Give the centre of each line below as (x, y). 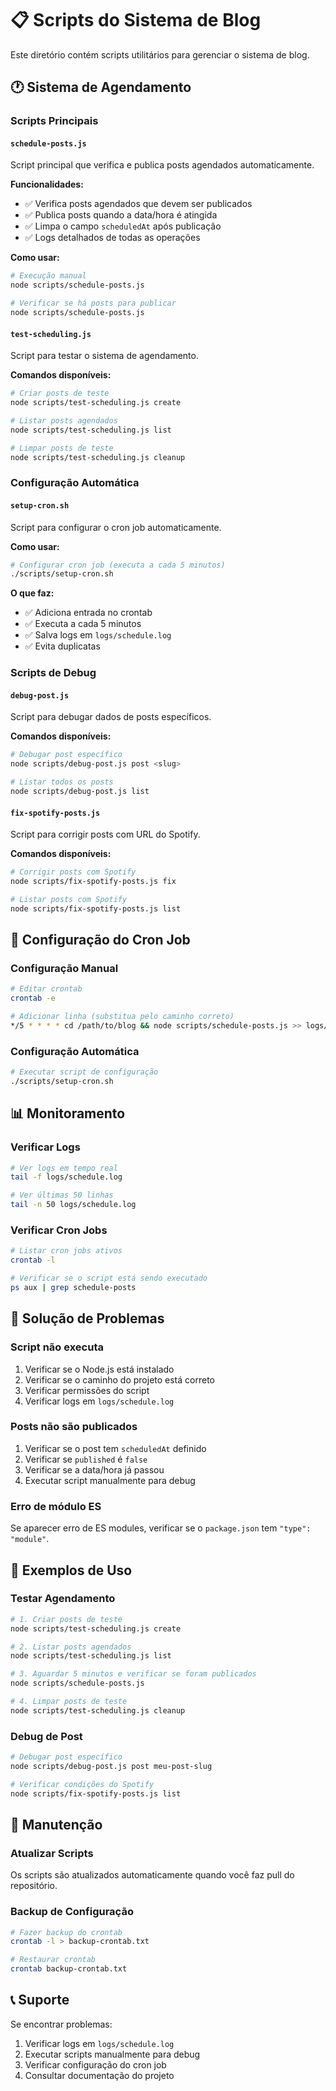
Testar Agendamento (63, 1599)
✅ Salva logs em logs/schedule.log (98, 635)
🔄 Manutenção (56, 1824)
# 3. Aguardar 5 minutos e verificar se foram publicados (133, 1674)
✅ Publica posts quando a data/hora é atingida (121, 215)
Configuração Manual (64, 968)
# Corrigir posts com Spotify (73, 872)
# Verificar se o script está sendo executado (109, 1278)
